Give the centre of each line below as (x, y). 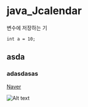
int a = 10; (21, 39)
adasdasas (22, 73)
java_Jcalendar (44, 11)
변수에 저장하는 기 (27, 28)
